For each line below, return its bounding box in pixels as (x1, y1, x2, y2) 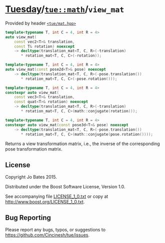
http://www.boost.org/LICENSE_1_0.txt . (5, 199, 85, 205)
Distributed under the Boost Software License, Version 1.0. (5, 184, 125, 190)
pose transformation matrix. (5, 146, 62, 152)
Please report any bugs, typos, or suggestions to (5, 227, 106, 233)
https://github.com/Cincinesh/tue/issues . (5, 232, 90, 238)
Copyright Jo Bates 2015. (5, 174, 57, 180)
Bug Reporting (5, 213, 51, 222)
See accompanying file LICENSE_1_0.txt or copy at (5, 193, 108, 199)
